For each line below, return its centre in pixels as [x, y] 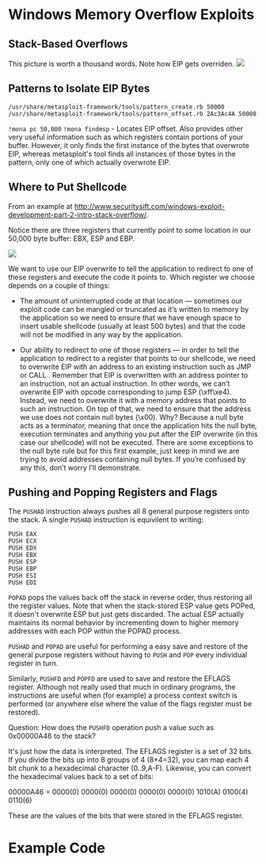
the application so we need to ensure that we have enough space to [130, 318]
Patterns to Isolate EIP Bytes [79, 89]
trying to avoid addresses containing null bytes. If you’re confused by [133, 459]
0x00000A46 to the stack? [52, 736]
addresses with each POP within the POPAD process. [95, 631]
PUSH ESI [23, 576]
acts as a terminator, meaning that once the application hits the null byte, [138, 425]
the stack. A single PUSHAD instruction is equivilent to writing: [106, 520]
